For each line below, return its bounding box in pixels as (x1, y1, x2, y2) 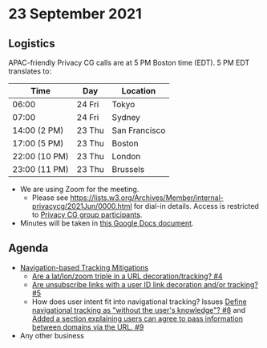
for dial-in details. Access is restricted (133, 202, 259, 210)
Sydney (111, 112, 140, 122)
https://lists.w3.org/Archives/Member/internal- (70, 193, 225, 202)
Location (121, 86, 156, 96)
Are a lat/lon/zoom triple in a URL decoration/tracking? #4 (31, 271, 223, 281)
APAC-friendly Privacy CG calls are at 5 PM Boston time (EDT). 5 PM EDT (8, 58, 250, 67)
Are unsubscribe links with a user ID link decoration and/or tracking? (31, 279, 259, 289)
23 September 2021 (8, 5, 142, 23)
